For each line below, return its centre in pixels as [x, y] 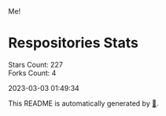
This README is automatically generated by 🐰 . [83, 103]
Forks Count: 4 [32, 73]
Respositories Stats [74, 43]
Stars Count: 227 [35, 64]
